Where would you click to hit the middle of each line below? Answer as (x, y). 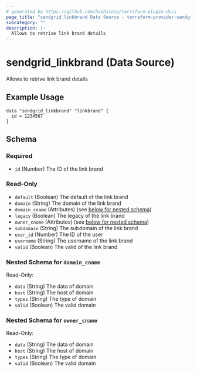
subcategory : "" (26, 22)
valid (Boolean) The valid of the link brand (66, 247)
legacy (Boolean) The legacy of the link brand (69, 215)
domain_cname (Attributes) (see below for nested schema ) (83, 209)
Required (19, 156)
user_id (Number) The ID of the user (59, 234)
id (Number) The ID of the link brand (59, 169)
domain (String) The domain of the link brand (68, 203)
